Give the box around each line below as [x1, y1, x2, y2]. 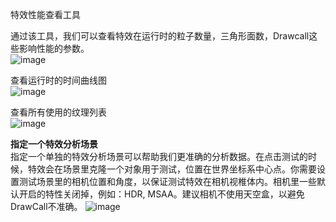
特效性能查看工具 [10, 9, 81, 20]
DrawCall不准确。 [10, 201, 83, 212]
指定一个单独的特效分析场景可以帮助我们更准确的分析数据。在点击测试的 [10, 151, 308, 162]
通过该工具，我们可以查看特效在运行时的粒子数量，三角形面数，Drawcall [10, 30, 310, 42]
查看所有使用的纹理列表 [10, 106, 107, 118]
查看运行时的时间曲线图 [10, 74, 107, 86]
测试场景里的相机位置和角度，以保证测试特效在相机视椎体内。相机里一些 [18, 176, 317, 187]
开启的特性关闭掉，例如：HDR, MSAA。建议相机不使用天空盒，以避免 [18, 188, 305, 200]
